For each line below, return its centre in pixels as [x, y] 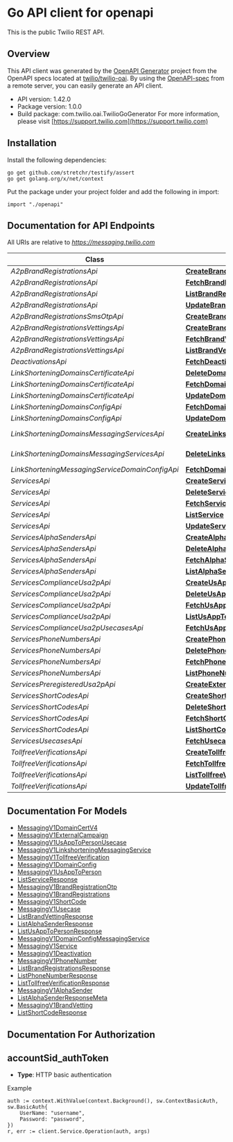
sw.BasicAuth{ [28, 1107]
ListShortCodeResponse [52, 1013]
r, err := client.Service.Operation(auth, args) [79, 1132]
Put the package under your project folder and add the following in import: [113, 191]
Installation [32, 143]
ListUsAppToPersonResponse [60, 931]
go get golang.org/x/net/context [55, 179]
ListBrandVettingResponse [55, 917]
